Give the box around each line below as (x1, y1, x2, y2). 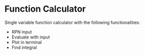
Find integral (11, 44, 37, 50)
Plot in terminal (11, 39, 42, 45)
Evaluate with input (11, 34, 50, 40)
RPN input (11, 29, 32, 35)
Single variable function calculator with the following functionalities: (4, 19, 141, 25)
